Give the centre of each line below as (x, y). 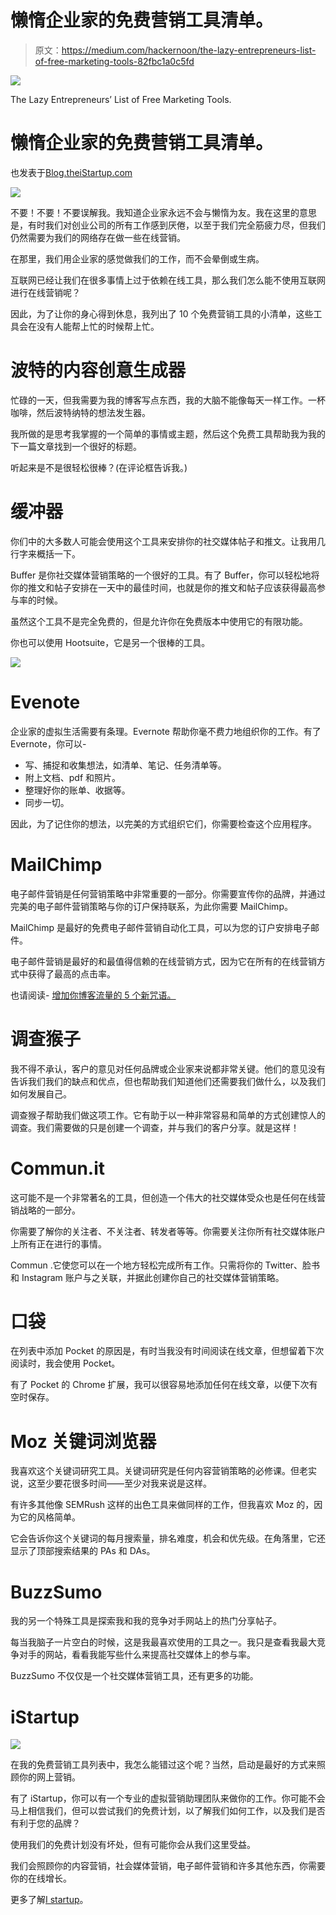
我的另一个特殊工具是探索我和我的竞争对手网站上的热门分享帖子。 (146, 1621)
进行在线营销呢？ (45, 292)
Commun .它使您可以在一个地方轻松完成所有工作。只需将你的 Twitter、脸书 (165, 1265)
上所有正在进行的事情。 (58, 1243)
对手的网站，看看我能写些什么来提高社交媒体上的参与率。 (137, 1655)
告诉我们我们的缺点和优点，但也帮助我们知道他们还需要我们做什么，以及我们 (168, 1081)
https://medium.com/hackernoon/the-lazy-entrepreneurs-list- (189, 50)
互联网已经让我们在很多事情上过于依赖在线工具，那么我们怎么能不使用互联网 (168, 280)
